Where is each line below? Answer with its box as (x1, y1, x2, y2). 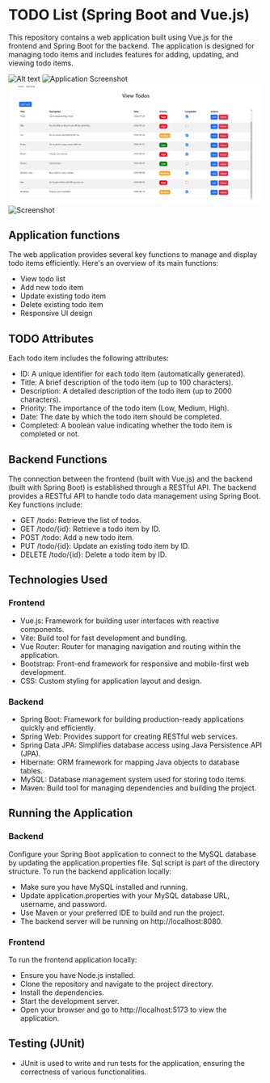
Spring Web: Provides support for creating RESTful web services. (19, 731, 238, 741)
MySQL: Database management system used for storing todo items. (19, 774, 247, 785)
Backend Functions (8, 453, 108, 466)
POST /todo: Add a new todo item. (19, 533, 135, 542)
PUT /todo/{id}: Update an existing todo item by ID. (19, 541, 190, 551)
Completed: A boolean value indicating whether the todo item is (19, 420, 233, 430)
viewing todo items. (8, 58, 74, 68)
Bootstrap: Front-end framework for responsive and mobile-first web (19, 659, 249, 668)
